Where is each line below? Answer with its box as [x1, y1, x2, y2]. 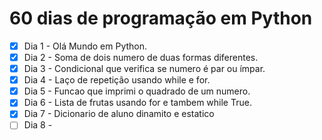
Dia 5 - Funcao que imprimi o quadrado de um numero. [23, 85, 251, 97]
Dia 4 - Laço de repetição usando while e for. [23, 74, 211, 86]
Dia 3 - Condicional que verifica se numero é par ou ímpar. [23, 63, 266, 75]
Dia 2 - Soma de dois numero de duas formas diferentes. [23, 52, 259, 63]
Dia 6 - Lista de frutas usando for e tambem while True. [23, 97, 252, 109]
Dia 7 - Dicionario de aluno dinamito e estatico [23, 108, 215, 120]
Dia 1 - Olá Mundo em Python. [23, 40, 148, 52]
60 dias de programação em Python [9, 7, 313, 30]
